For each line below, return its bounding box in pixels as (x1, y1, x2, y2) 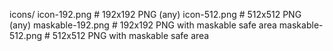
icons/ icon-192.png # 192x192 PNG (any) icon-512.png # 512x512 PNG (9, 9, 302, 20)
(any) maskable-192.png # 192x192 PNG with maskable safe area (9, 19, 277, 31)
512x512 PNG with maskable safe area (52, 30, 210, 41)
